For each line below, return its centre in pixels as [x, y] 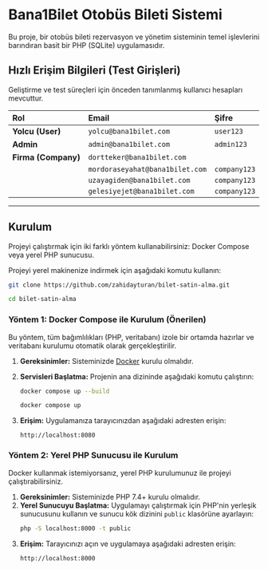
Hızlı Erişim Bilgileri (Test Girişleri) [95, 71]
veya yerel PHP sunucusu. [51, 255]
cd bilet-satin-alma [43, 299]
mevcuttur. [26, 98]
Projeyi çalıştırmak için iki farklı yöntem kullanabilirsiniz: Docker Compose [129, 246]
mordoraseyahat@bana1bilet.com [148, 169]
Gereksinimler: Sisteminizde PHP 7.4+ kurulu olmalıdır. [110, 497]
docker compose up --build [65, 391]
